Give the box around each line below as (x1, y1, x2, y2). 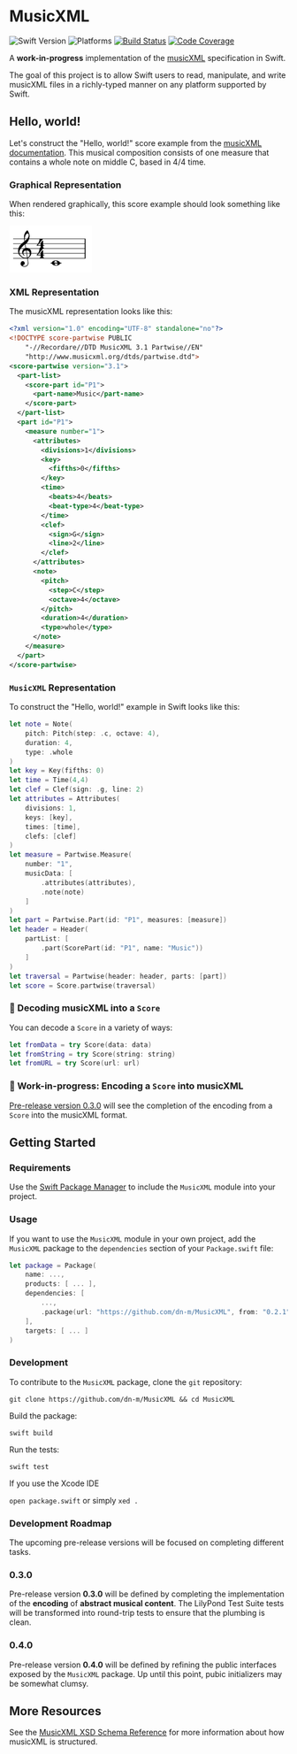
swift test (9, 1462, 49, 1471)
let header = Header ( (9, 925, 89, 935)
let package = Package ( (9, 1261, 97, 1270)
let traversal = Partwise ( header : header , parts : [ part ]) (9, 972, 227, 981)
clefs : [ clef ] (25, 832, 77, 841)
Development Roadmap (9, 1517, 112, 1529)
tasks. (9, 1547, 32, 1558)
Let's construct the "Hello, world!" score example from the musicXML (9, 137, 263, 148)
